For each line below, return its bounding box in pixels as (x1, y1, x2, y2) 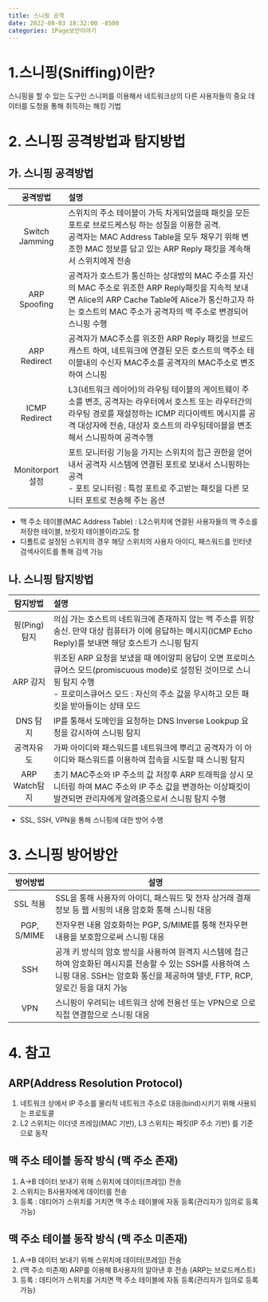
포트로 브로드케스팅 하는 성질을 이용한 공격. (68, 220, 221, 231)
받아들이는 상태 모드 (70, 700, 141, 711)
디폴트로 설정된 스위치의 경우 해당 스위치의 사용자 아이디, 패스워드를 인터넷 (19, 536, 253, 547)
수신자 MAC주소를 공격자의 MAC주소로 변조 (99, 357, 255, 368)
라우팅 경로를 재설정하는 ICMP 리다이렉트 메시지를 (68, 408, 246, 419)
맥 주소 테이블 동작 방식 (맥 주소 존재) (8, 1154, 179, 1168)
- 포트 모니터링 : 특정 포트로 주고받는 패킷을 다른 (68, 483, 240, 494)
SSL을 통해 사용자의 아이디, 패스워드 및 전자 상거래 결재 (54, 892, 251, 904)
